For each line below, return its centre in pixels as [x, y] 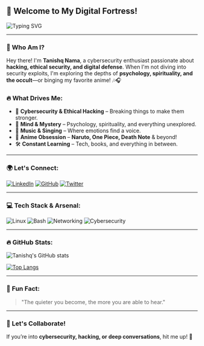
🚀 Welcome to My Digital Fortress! [72, 11]
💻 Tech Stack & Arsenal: [43, 205]
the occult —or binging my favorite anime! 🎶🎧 [64, 80]
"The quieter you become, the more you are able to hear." [93, 302]
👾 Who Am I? [25, 47]
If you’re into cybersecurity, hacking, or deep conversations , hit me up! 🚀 [100, 336]
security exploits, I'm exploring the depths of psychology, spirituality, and [100, 73]
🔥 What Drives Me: [35, 98]
